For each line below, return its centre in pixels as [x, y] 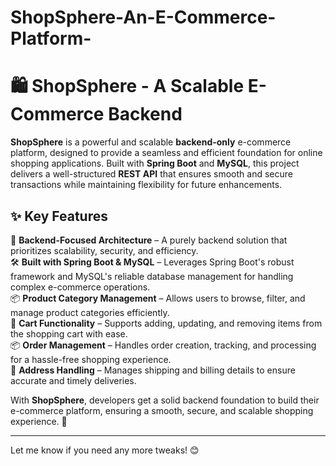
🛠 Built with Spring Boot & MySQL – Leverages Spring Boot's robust [152, 262]
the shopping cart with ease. [69, 333]
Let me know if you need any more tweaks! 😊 [105, 450]
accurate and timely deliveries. [73, 380]
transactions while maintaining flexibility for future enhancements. [146, 185]
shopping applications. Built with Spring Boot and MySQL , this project [155, 163]
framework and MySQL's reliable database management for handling [152, 276]
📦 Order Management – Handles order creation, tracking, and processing [163, 345]
